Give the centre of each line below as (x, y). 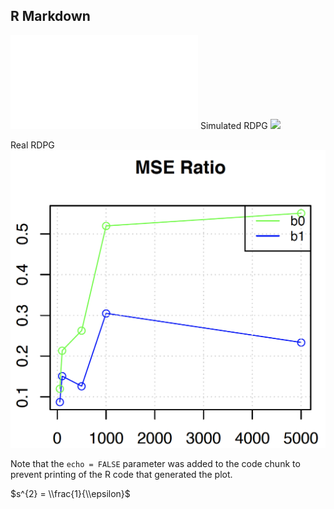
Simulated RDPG (233, 125)
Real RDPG (32, 145)
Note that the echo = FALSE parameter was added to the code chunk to (155, 463)
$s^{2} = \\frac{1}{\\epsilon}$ (70, 493)
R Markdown (50, 16)
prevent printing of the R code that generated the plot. (121, 474)
